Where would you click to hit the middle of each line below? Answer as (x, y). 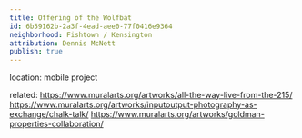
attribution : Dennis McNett (63, 43)
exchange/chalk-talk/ (49, 114)
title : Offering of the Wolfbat (70, 18)
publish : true (36, 52)
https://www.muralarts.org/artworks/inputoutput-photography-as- (133, 104)
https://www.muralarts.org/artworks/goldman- (178, 114)
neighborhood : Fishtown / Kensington (81, 34)
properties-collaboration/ (57, 124)
